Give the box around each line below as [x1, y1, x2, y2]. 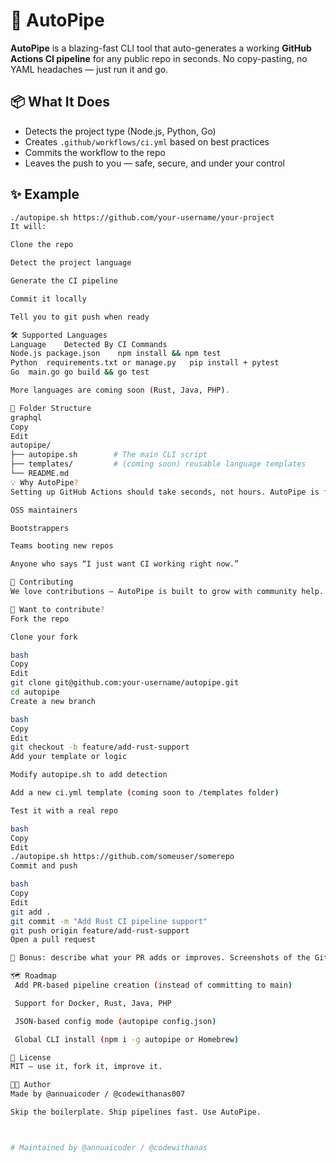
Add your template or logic [10, 752, 128, 762]
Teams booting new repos [10, 541, 114, 551]
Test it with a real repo [10, 805, 118, 816]
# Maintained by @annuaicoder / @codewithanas [10, 1142, 208, 1153]
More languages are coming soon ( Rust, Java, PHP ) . [10, 385, 230, 396]
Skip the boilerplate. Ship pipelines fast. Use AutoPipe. [10, 1107, 262, 1118]
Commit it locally [10, 294, 87, 304]
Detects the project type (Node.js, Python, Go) [24, 125, 217, 137]
